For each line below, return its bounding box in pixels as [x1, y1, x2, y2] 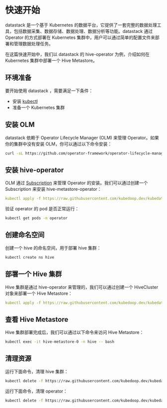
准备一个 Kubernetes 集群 [12, 104, 65, 110]
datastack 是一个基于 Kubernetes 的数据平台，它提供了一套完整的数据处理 [5, 22, 158, 28]
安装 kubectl [12, 98, 38, 104]
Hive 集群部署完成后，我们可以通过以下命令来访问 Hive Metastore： [5, 329, 144, 335]
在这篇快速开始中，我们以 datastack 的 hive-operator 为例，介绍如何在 [5, 51, 150, 57]
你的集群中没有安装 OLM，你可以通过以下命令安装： [5, 140, 112, 147]
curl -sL [5, 150, 23, 156]
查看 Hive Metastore [5, 315, 69, 324]
